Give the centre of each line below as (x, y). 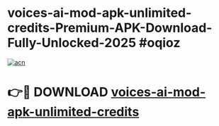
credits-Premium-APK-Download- (110, 28)
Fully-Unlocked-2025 (72, 43)
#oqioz (160, 43)
